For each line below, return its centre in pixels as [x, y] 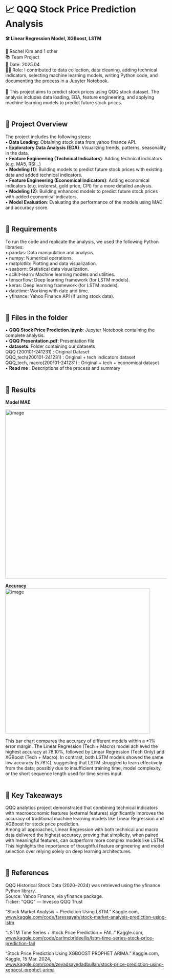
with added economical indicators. [42, 196]
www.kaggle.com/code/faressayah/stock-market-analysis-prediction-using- [86, 917]
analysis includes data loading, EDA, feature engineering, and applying [80, 97]
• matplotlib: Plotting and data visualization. [51, 263]
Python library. [21, 891]
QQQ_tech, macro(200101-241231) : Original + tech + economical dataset [82, 363]
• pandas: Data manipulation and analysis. [50, 252]
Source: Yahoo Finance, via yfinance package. [54, 896]
